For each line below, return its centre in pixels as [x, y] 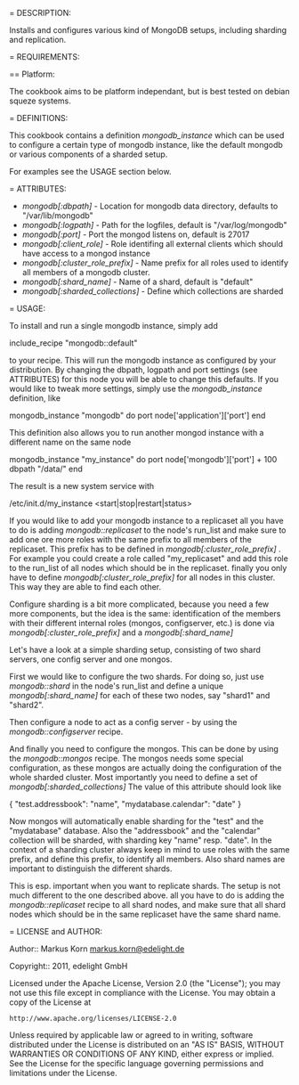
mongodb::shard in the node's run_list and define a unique [117, 686]
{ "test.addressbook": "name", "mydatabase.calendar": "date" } [125, 804]
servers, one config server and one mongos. [91, 659]
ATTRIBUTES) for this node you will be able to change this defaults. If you [144, 379]
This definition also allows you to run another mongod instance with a [137, 432]
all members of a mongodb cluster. [86, 272]
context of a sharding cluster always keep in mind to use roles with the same [149, 849]
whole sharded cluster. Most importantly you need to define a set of [133, 777]
